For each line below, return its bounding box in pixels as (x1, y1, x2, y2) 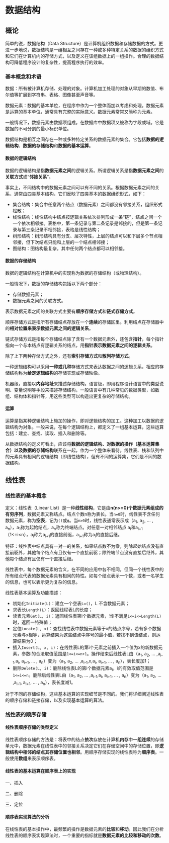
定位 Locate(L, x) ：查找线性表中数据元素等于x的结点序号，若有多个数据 (12, 625, 161, 631)
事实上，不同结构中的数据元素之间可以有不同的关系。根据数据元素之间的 (5, 184, 155, 190)
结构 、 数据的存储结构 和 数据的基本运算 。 (9, 143, 94, 149)
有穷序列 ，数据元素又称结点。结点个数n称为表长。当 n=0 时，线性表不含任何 (5, 511, 160, 517)
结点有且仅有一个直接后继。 (18, 555, 76, 561)
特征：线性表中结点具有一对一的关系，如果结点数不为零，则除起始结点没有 (5, 543, 159, 549)
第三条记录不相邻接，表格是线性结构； (21, 226, 101, 232)
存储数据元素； (12, 291, 44, 297)
